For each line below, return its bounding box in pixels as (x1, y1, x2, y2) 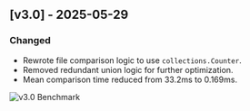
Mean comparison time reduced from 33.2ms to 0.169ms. (22, 74, 238, 85)
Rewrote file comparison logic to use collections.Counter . (22, 54, 243, 66)
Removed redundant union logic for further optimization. (22, 64, 234, 75)
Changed (9, 34, 52, 47)
